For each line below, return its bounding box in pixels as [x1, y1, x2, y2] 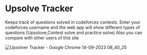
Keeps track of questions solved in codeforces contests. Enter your [5, 19, 141, 25]
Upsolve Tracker [5, 3, 74, 14]
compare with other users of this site [5, 35, 79, 41]
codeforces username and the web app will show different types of [5, 24, 140, 30]
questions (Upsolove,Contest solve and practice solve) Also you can [5, 29, 143, 35]
